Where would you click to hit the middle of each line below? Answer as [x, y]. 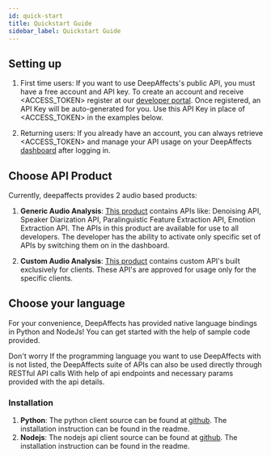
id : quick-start [36, 16]
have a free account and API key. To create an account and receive [132, 92]
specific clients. [46, 278]
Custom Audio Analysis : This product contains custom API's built [130, 261]
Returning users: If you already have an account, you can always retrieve [142, 133]
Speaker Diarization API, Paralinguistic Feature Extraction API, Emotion [138, 220]
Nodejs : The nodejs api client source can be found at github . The [129, 438]
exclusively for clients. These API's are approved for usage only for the [138, 269]
